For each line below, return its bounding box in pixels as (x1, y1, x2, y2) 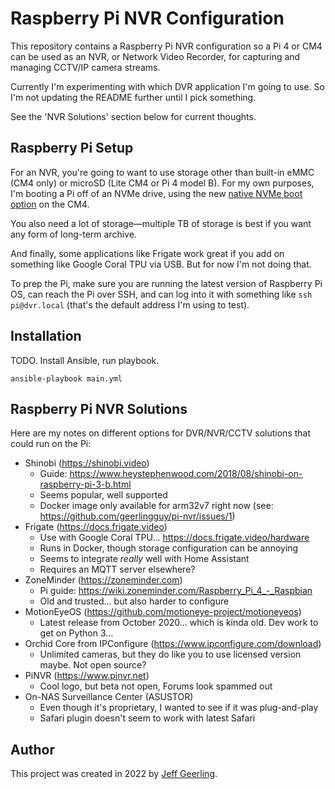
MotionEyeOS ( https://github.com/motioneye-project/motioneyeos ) (24, 606, 302, 618)
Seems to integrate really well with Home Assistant (39, 553, 250, 565)
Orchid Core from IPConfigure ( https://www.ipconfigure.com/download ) (24, 638, 322, 650)
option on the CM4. (10, 198, 90, 210)
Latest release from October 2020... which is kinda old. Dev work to (39, 617, 319, 629)
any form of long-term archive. (10, 228, 137, 240)
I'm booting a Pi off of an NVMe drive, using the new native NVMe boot (10, 187, 303, 199)
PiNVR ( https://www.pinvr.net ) (24, 670, 150, 682)
